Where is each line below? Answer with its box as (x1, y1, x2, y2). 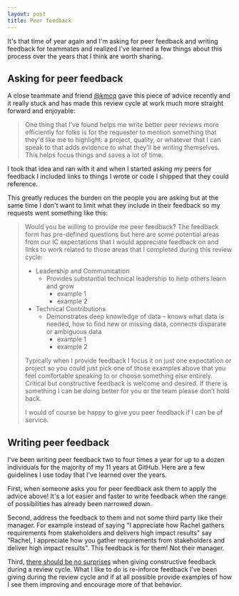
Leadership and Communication (35, 267, 130, 276)
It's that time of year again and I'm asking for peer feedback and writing (7, 36, 219, 45)
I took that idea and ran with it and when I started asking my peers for (7, 165, 212, 173)
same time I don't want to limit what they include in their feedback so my (7, 201, 220, 210)
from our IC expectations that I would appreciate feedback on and (24, 238, 219, 246)
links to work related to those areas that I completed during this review (24, 246, 233, 254)
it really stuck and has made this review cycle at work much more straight (7, 99, 223, 108)
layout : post (7, 10, 46, 18)
